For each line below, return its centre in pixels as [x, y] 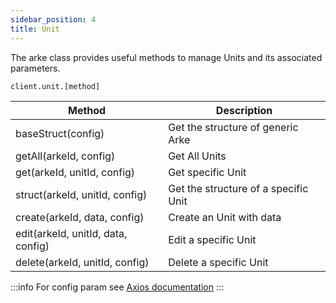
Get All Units [197, 156]
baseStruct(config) [60, 133]
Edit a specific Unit [212, 239]
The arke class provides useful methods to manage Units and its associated [166, 57]
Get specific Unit [207, 172]
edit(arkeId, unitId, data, [71, 233]
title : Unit [35, 29]
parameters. [35, 68]
